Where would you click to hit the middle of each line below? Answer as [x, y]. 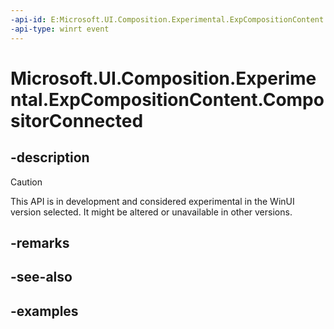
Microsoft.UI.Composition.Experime [163, 78]
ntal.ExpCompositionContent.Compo [167, 99]
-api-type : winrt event [60, 29]
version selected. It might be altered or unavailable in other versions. [151, 212]
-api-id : [28, 19]
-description [50, 157]
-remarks [40, 242]
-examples [44, 311]
